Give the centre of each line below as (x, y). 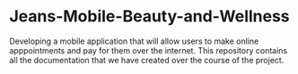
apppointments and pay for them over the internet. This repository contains (149, 50)
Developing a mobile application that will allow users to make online (134, 41)
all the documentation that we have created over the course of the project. (147, 60)
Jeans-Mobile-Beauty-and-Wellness (149, 16)
